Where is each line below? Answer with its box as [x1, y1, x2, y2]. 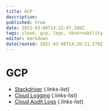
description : [6, 14, 38, 20]
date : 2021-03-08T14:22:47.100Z [6, 25, 85, 31]
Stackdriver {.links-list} [14, 85, 70, 92]
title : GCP [6, 8, 33, 15]
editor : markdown [6, 36, 48, 41]
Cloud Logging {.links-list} [14, 92, 78, 99]
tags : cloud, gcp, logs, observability [6, 30, 103, 36]
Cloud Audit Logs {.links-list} [14, 98, 84, 105]
